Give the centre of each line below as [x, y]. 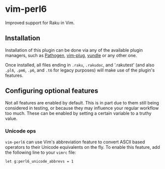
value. [11, 118]
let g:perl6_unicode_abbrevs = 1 [39, 161]
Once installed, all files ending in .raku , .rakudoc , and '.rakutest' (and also [80, 65]
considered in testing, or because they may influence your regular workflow [82, 108]
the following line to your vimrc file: [41, 152]
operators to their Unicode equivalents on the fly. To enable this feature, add [82, 147]
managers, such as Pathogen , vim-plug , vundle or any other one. [71, 55]
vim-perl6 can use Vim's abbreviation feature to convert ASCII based [75, 142]
